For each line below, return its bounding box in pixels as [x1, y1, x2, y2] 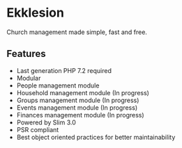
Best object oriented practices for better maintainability [16, 133, 176, 141]
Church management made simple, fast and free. [6, 28, 148, 36]
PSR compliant [16, 125, 59, 133]
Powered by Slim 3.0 [16, 118, 76, 126]
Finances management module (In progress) [16, 110, 144, 119]
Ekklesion [6, 5, 64, 21]
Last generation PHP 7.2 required [16, 66, 112, 74]
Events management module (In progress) [16, 103, 137, 112]
